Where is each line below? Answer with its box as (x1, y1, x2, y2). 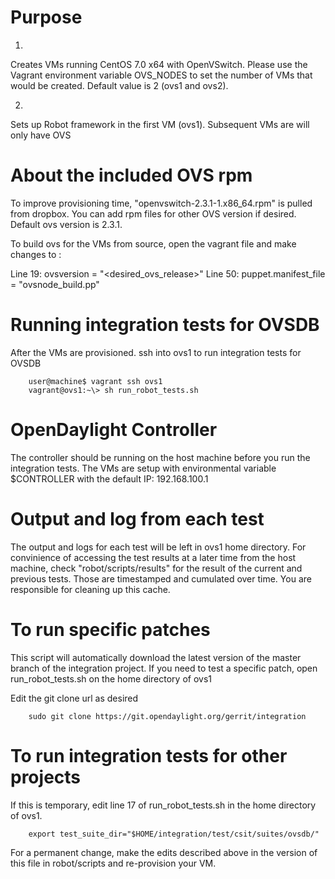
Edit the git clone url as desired (10, 692, 139, 704)
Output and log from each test (10, 507, 265, 530)
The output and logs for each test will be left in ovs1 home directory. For (10, 541, 307, 553)
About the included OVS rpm (10, 164, 253, 187)
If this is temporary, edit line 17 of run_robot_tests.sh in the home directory (10, 799, 317, 811)
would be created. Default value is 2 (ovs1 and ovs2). (10, 79, 229, 91)
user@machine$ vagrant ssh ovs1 (28, 376, 163, 386)
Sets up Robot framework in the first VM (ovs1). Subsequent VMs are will (10, 118, 310, 130)
